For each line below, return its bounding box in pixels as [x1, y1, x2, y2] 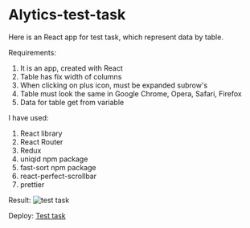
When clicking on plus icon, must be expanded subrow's [19, 80, 208, 90]
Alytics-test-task [8, 6, 126, 24]
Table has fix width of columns [19, 71, 122, 81]
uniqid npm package [19, 154, 88, 164]
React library [19, 128, 63, 138]
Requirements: [8, 47, 56, 57]
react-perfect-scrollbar [19, 171, 97, 181]
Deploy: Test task [8, 210, 66, 220]
